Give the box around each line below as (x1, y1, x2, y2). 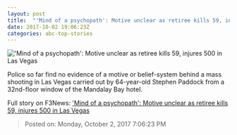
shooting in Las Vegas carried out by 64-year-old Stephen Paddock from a (7, 78, 224, 86)
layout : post (7, 10, 46, 18)
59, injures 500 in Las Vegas (7, 106, 90, 115)
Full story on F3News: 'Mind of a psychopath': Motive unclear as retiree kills (7, 99, 229, 108)
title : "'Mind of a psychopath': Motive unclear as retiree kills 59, (7, 17, 222, 24)
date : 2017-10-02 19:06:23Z (7, 23, 90, 30)
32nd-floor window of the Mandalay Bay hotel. (7, 85, 143, 94)
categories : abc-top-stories (7, 30, 93, 37)
